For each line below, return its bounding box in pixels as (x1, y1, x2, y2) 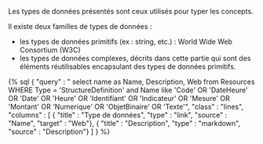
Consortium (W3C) (19, 45, 81, 54)
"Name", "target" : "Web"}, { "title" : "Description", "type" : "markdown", (8, 119, 241, 128)
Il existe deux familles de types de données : (8, 22, 152, 31)
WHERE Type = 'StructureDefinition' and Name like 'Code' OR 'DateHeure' (8, 85, 249, 95)
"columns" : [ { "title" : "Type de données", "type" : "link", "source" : (8, 110, 228, 120)
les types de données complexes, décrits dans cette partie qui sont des (19, 54, 251, 63)
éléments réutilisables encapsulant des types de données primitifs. (19, 62, 236, 71)
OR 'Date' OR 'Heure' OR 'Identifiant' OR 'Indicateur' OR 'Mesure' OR (8, 94, 230, 103)
